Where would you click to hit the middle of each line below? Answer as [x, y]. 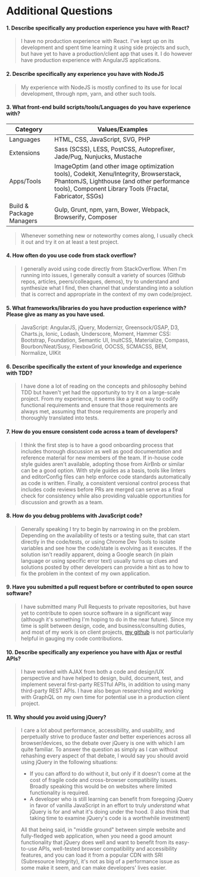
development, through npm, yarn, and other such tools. [88, 93]
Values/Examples [123, 129]
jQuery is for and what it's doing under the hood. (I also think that [110, 812]
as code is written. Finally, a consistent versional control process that [105, 483]
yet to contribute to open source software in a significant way [96, 613]
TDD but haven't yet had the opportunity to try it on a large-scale [100, 392]
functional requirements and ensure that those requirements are [99, 405]
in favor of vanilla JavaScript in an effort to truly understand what [110, 805]
